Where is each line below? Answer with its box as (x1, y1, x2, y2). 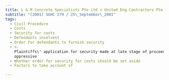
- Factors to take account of (10, 63, 73, 68)
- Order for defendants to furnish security (10, 40, 105, 45)
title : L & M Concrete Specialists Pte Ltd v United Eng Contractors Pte (5, 7, 163, 12)
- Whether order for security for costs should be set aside (10, 58, 141, 63)
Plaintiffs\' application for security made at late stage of (14, 49, 147, 54)
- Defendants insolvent (10, 35, 59, 40)
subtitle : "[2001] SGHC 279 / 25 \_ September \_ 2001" (5, 12, 116, 17)
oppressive (14, 53, 37, 59)
